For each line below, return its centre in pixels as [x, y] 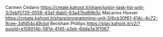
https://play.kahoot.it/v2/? [113, 23]
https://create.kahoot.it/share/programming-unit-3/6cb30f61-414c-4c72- [82, 18]
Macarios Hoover [120, 13]
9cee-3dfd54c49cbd [27, 23]
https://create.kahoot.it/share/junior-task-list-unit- [92, 7]
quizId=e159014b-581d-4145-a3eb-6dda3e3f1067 [57, 29]
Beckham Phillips [68, 23]
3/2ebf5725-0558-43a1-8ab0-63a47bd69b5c [53, 13]
